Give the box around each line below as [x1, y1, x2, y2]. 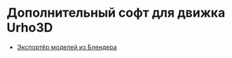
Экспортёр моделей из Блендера [16, 43, 117, 51]
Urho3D [6, 20, 53, 36]
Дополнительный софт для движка [6, 5, 226, 21]
